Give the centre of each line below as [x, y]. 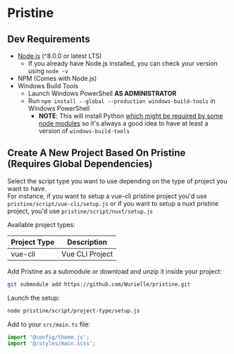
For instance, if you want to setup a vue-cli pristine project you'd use [107, 196]
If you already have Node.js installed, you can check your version [123, 63]
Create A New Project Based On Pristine [97, 153]
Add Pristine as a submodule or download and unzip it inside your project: [115, 271]
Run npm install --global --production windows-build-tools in [122, 101]
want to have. [27, 188]
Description [87, 242]
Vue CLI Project [87, 254]
